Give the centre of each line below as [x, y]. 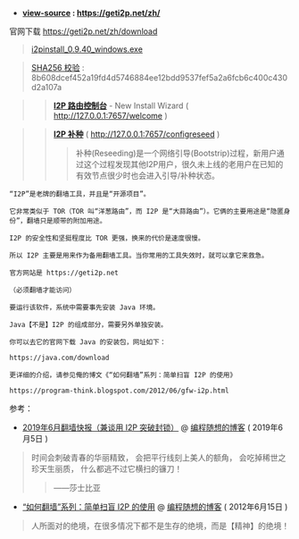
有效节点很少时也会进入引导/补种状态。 [148, 175]
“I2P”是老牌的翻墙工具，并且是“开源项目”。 [80, 194]
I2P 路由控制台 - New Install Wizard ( [121, 105]
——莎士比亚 [77, 488]
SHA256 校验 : [58, 67]
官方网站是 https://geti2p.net [64, 273]
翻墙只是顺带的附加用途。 [66, 221]
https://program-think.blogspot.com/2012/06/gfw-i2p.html [119, 391]
